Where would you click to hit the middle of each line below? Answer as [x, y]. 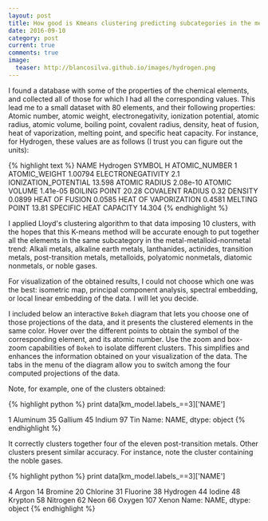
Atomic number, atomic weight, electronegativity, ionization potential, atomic [134, 116]
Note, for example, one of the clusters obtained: [87, 388]
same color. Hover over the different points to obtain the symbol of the [124, 330]
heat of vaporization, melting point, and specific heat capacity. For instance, [134, 133]
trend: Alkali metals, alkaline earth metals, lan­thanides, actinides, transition [131, 249]
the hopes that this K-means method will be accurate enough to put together [134, 232]
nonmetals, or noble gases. [53, 265]
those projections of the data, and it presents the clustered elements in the [131, 322]
